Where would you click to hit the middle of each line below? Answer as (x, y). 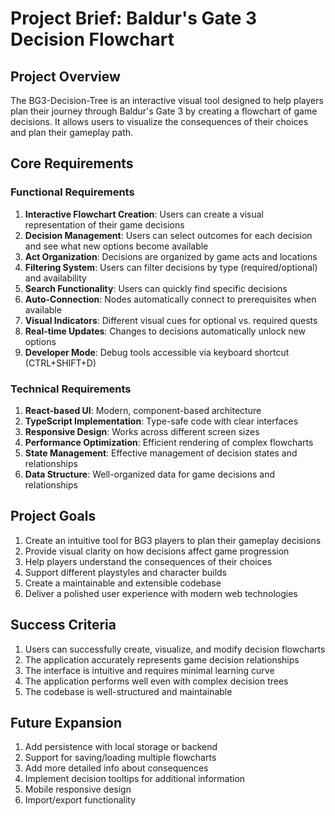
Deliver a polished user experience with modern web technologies (161, 593)
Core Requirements (72, 163)
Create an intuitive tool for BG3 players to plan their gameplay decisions (173, 540)
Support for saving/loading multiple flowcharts (120, 758)
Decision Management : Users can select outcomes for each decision (168, 235)
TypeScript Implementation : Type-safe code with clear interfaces (161, 421)
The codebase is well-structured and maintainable (128, 691)
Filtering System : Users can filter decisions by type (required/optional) (171, 267)
